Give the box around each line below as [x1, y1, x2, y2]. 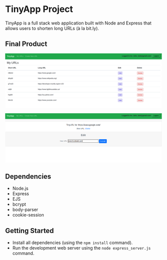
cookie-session [12, 212, 44, 218]
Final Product [5, 40, 47, 48]
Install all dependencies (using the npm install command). [12, 240, 133, 246]
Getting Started [5, 226, 54, 235]
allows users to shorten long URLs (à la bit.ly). [5, 25, 99, 31]
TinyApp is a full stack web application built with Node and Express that [5, 20, 152, 26]
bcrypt [12, 201, 26, 208]
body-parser [12, 207, 38, 213]
